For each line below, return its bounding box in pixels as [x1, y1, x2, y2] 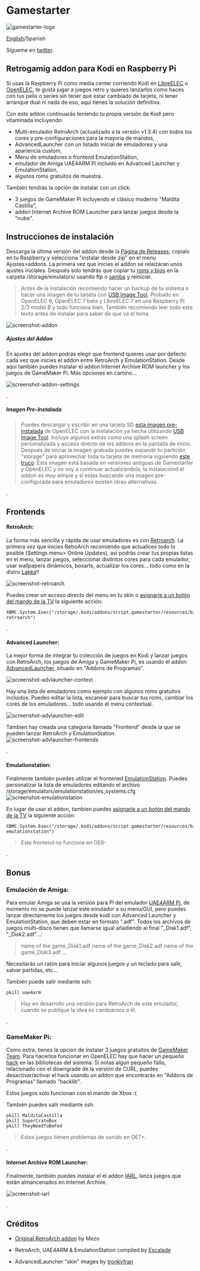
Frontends [6, 506, 45, 517]
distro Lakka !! [6, 568, 40, 576]
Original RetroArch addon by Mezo [14, 1235, 100, 1242]
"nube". [14, 214, 34, 221]
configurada [20, 478, 51, 485]
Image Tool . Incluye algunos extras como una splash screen [20, 434, 168, 441]
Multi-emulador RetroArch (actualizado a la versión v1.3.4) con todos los [14, 128, 192, 135]
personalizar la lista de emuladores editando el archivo [6, 781, 140, 788]
